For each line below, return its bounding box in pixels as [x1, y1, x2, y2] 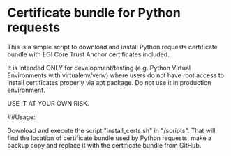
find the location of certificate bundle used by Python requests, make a [7, 134, 211, 142]
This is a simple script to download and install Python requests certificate [7, 42, 218, 51]
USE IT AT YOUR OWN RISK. [7, 99, 89, 107]
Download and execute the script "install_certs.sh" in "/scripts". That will [7, 126, 216, 134]
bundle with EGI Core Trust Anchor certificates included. [7, 50, 170, 58]
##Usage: [7, 113, 36, 121]
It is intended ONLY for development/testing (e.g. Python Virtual [7, 63, 191, 72]
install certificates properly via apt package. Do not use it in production [7, 78, 211, 86]
